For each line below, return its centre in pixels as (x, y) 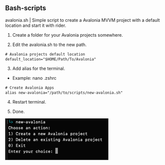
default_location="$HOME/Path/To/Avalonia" (51, 59)
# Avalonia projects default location (45, 54)
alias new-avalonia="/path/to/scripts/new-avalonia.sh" (64, 93)
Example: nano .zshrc (34, 78)
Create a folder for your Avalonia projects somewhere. (67, 35)
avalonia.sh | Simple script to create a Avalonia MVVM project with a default (82, 20)
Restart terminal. (29, 102)
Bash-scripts (26, 8)
